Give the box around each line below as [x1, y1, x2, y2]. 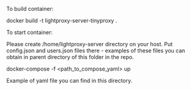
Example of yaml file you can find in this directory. [6, 77, 133, 84]
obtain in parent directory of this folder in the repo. [6, 54, 134, 60]
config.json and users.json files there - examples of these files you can [6, 47, 185, 54]
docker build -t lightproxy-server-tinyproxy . [6, 17, 118, 24]
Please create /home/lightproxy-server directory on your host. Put [6, 41, 173, 47]
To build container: [6, 5, 54, 12]
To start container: [6, 29, 53, 36]
